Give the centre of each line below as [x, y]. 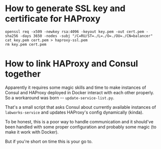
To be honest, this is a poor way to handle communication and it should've [79, 121]
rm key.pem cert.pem [26, 44]
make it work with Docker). [32, 132]
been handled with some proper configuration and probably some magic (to [81, 127]
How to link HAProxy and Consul [72, 64]
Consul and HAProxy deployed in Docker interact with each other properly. [80, 92]
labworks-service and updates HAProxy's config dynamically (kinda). [74, 112]
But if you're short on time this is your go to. [49, 141]
